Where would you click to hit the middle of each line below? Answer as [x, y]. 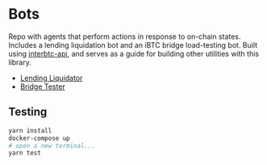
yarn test [25, 153]
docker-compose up [39, 138]
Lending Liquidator [51, 78]
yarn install [30, 130]
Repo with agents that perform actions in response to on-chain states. [125, 36]
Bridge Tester [43, 87]
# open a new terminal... [52, 146]
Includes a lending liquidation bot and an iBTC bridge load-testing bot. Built [133, 44]
